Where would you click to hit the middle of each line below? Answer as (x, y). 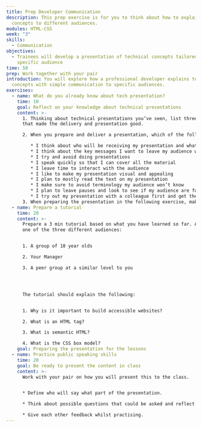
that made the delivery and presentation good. (83, 124)
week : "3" (19, 34)
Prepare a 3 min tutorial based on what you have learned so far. (107, 224)
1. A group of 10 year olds (57, 246)
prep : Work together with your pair (52, 74)
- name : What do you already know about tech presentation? (88, 96)
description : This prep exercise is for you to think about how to (93, 17)
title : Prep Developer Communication (54, 12)
